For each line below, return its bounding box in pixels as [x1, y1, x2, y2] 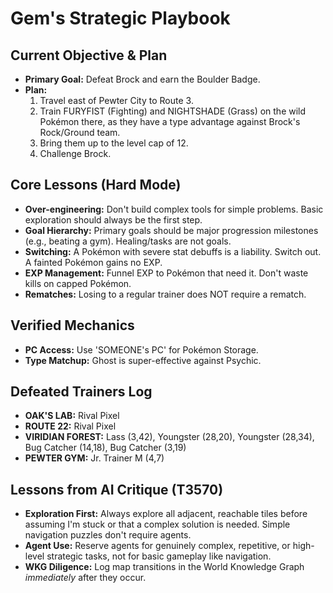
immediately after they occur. [24, 572, 147, 584]
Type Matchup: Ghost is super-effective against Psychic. [24, 354, 262, 366]
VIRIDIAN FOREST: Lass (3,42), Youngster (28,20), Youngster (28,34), [24, 431, 315, 443]
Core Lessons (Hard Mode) [10, 177, 182, 194]
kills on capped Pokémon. [24, 277, 132, 289]
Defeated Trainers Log [10, 383, 153, 401]
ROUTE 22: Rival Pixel [24, 420, 117, 432]
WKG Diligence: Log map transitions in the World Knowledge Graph [24, 561, 305, 573]
